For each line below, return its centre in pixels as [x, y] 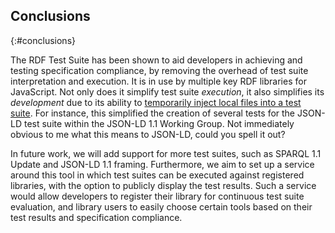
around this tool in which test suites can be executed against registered [157, 175]
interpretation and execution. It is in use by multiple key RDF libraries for [158, 81]
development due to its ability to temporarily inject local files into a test [156, 102]
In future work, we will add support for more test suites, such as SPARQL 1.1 [166, 153]
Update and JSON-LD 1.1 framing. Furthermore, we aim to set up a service [162, 164]
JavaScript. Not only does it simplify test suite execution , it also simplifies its [167, 91]
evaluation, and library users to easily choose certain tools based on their [161, 206]
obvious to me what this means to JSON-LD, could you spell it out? [148, 134]
